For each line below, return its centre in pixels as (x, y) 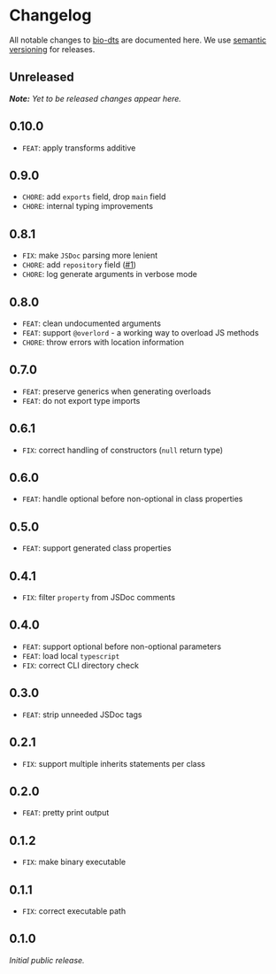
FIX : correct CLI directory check (80, 665)
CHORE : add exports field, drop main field (94, 197)
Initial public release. (47, 960)
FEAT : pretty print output (65, 813)
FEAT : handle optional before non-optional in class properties (132, 499)
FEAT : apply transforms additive (79, 148)
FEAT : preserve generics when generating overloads (116, 391)
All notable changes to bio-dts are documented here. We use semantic (138, 40)
